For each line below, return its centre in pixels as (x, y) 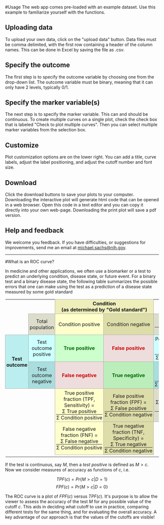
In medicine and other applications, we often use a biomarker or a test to (78, 271)
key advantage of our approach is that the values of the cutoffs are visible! (80, 517)
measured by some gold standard (39, 292)
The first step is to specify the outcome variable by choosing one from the (80, 77)
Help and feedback (34, 231)
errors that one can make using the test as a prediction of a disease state (79, 286)
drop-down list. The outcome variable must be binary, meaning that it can (79, 82)
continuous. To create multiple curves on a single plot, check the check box (81, 120)
